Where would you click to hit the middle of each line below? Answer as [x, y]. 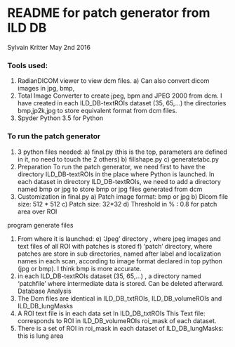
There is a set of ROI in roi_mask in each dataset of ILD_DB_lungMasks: [120, 328]
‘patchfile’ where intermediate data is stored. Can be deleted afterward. [121, 283]
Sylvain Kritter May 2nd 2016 [49, 47]
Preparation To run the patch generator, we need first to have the [111, 166]
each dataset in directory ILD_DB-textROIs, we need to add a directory [119, 181]
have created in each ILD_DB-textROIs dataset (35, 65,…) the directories [122, 103]
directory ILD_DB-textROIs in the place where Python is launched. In [116, 174]
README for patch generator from [109, 13]
